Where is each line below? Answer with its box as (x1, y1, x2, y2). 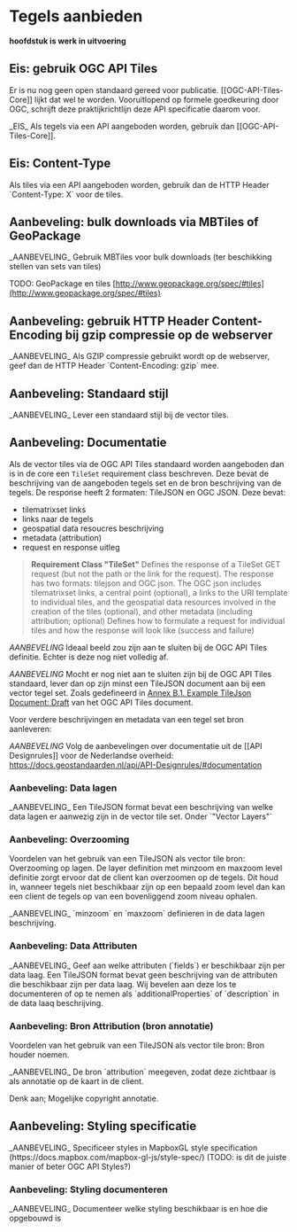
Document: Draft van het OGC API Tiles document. (9, 697, 194, 707)
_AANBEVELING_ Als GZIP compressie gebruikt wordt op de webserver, (9, 351, 270, 362)
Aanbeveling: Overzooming (9, 833, 130, 846)
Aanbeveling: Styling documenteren (9, 1183, 168, 1196)
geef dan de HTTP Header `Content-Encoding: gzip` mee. (9, 361, 219, 371)
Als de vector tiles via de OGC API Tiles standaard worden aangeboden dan (9, 458, 285, 469)
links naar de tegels (21, 513, 94, 524)
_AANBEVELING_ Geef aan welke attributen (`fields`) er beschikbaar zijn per (9, 960, 286, 971)
